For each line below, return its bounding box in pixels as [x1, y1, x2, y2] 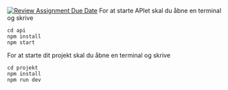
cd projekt [7, 65, 38, 71]
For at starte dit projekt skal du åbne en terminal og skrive [7, 52, 170, 59]
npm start [7, 39, 36, 46]
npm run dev [7, 76, 41, 83]
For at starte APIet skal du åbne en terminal [99, 7, 222, 14]
